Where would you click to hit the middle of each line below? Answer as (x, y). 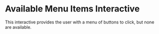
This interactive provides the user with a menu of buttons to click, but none (80, 22)
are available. (18, 27)
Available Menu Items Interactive (72, 9)
